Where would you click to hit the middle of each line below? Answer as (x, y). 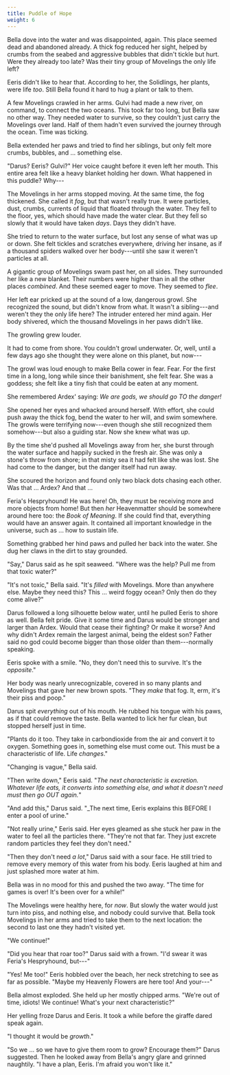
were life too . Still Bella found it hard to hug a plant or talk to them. (101, 89)
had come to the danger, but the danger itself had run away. (92, 467)
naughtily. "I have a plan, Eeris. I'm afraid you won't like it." (90, 1064)
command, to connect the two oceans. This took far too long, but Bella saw (113, 110)
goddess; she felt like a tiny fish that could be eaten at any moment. (103, 383)
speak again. (25, 1023)
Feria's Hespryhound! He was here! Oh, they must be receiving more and (111, 501)
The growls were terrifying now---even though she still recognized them (110, 424)
